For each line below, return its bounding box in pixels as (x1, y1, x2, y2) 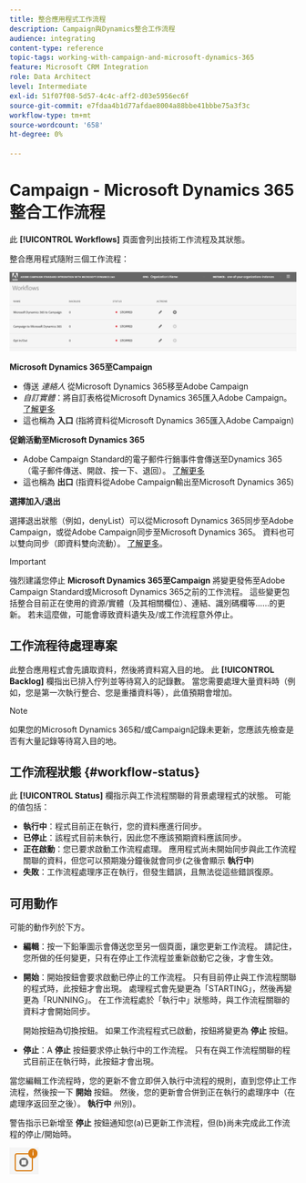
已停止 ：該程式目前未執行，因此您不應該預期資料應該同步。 (22, 832, 247, 843)
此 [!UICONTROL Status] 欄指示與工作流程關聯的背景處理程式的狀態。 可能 (9, 790, 291, 801)
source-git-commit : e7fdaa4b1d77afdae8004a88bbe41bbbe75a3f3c (9, 101, 250, 110)
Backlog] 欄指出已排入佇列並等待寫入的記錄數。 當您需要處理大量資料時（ (9, 675, 289, 687)
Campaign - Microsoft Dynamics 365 (9, 180, 294, 200)
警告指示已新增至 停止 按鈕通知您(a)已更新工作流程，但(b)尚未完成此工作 (9, 1117, 282, 1128)
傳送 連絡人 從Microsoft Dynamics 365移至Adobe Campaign (22, 381, 249, 392)
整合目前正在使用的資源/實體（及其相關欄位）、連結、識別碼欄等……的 (16, 597, 278, 608)
